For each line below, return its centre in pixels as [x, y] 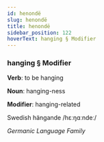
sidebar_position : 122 [39, 33]
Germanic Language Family [46, 131]
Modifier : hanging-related [44, 104]
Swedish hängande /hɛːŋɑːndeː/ [52, 118]
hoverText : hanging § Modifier [52, 39]
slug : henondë [27, 20]
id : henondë [24, 13]
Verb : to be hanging [35, 78]
